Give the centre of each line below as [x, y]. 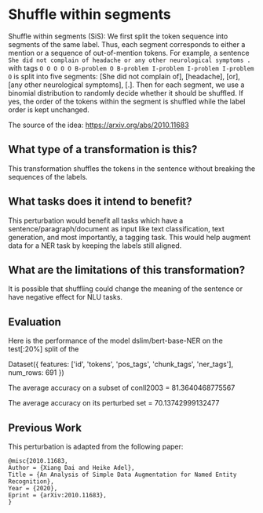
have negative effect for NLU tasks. [66, 297]
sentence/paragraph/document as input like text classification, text [117, 228]
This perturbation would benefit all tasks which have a [96, 220]
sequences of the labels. [48, 176]
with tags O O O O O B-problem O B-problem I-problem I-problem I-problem [131, 67]
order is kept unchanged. [49, 109]
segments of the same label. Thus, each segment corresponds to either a [127, 44]
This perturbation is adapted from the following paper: [96, 446]
